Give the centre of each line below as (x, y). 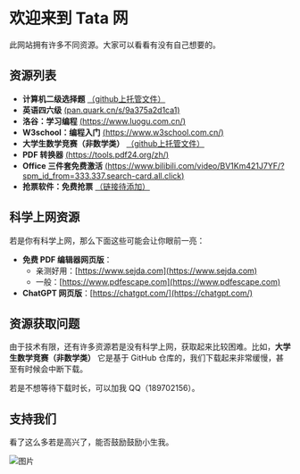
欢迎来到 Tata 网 (69, 18)
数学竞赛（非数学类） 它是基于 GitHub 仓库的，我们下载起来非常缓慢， (146, 358)
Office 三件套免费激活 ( (65, 165)
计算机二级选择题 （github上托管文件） (94, 98)
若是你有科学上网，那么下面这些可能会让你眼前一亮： (107, 240)
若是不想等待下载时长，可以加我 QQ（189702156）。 (104, 388)
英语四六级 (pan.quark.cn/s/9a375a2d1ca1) (101, 110)
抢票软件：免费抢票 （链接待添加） (86, 186)
